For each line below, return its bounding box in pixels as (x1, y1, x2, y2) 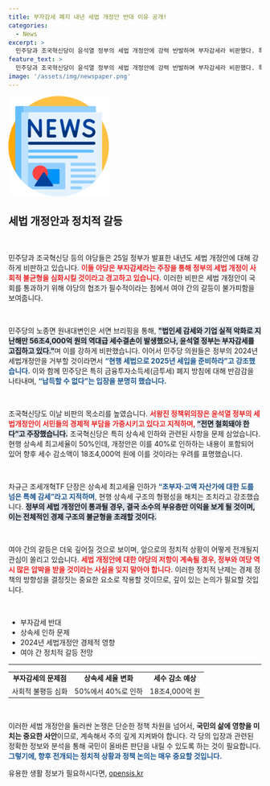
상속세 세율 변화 (84, 673, 134, 683)
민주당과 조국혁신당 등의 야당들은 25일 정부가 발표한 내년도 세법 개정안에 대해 (8, 253, 251, 262)
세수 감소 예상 (153, 673, 197, 683)
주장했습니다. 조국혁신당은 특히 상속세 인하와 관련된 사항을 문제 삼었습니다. (27, 429, 261, 438)
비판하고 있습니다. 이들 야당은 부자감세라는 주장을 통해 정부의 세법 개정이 (22, 262, 248, 273)
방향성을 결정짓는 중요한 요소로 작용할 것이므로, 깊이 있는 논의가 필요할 (22, 574, 244, 584)
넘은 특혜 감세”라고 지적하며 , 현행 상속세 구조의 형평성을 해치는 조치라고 (8, 492, 232, 501)
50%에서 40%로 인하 (74, 686, 143, 696)
